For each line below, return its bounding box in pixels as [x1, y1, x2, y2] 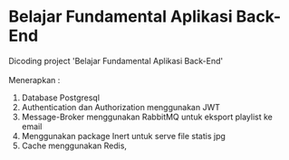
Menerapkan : [8, 74, 61, 85]
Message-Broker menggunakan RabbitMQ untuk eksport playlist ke [21, 111, 274, 122]
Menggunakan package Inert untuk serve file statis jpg [21, 130, 226, 141]
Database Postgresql [21, 92, 101, 103]
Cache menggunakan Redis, [21, 140, 128, 151]
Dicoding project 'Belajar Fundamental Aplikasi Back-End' [8, 55, 224, 66]
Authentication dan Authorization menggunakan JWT [21, 101, 221, 112]
